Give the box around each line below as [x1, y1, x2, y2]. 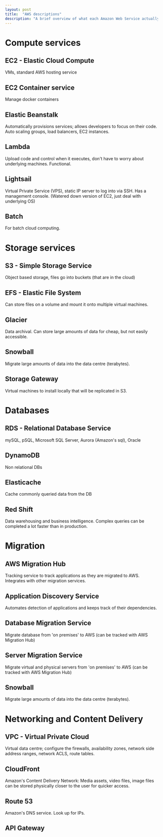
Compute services [5, 37, 81, 48]
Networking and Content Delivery [5, 713, 143, 725]
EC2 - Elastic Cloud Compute [5, 56, 95, 65]
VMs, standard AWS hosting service [5, 69, 77, 75]
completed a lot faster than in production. [5, 523, 88, 529]
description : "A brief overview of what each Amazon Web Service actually [5, 16, 160, 21]
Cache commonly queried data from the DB [5, 491, 92, 497]
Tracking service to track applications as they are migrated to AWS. [5, 573, 140, 578]
